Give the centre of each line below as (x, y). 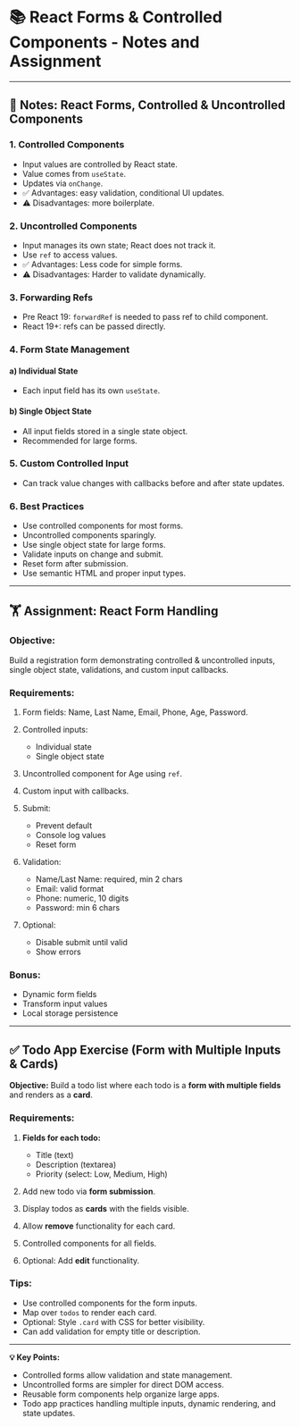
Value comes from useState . (74, 173)
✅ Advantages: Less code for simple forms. (102, 264)
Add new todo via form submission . (89, 1191)
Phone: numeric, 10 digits (82, 898)
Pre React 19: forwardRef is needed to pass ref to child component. (145, 317)
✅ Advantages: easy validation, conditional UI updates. (123, 192)
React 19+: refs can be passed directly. (94, 326)
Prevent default (64, 826)
